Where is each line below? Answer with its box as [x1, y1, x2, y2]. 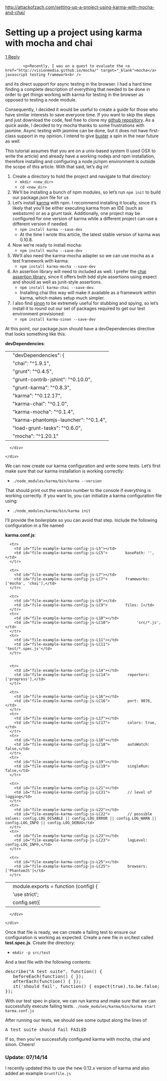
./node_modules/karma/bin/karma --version [12, 479, 102, 484]
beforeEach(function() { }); [13, 974, 84, 979]
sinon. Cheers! [5, 1041, 35, 1047]
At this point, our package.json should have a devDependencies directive [5, 325, 155, 331]
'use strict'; [12, 890, 39, 897]
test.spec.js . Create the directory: [5, 940, 76, 946]
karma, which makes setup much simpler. [19, 295, 105, 300]
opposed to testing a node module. [5, 97, 77, 102]
